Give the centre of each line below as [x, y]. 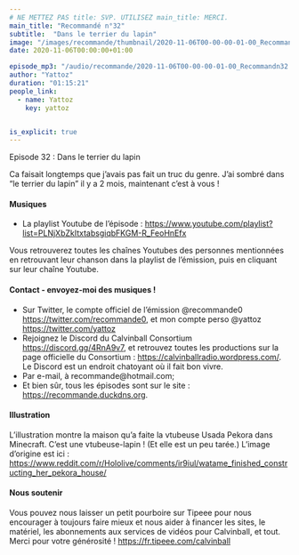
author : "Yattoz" [41, 75]
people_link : [33, 91]
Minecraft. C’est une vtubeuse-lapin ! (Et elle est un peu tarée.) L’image [140, 444]
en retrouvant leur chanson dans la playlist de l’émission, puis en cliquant [143, 260]
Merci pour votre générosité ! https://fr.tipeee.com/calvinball [120, 541]
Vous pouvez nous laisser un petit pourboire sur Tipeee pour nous [130, 513]
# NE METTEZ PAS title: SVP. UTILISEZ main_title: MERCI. [119, 17]
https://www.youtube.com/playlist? [209, 224]
